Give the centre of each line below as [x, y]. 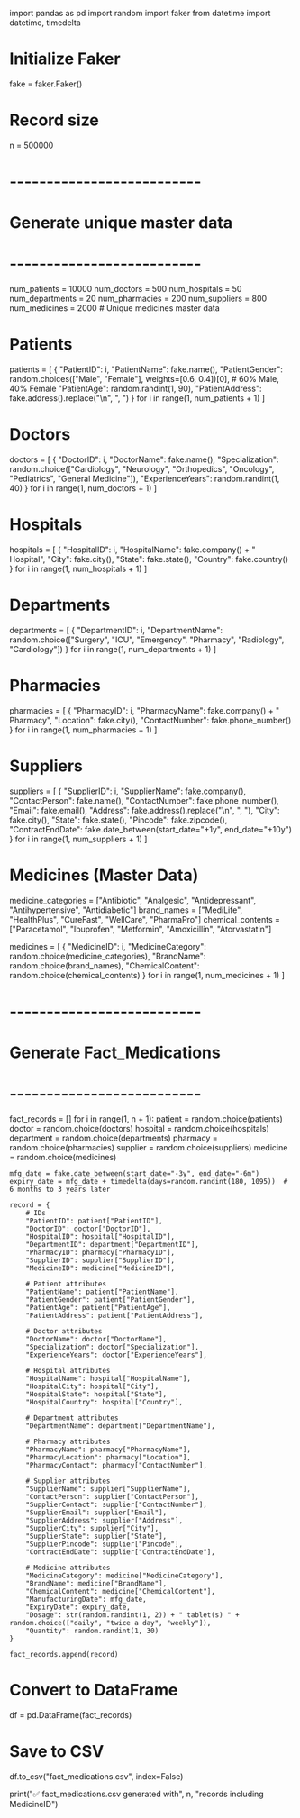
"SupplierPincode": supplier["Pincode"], [104, 1544]
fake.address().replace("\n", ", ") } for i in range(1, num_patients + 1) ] [137, 398]
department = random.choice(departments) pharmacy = [114, 1138]
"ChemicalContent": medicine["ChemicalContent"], [121, 1592]
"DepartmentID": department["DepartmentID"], [113, 1245]
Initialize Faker [65, 59]
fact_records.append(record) [64, 1655]
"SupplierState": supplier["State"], [96, 1536]
